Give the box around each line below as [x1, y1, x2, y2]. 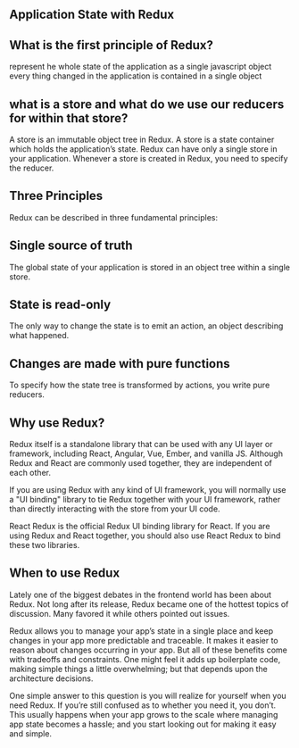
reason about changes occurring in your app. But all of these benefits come [9, 644, 287, 655]
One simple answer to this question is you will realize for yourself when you [9, 690, 287, 701]
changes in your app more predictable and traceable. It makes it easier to [9, 635, 278, 645]
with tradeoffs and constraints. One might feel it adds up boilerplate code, [9, 653, 281, 664]
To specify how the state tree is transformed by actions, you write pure [9, 379, 270, 391]
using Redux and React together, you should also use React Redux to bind [9, 530, 281, 541]
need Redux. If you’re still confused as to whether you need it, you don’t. [9, 700, 277, 711]
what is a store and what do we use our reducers [9, 96, 285, 112]
